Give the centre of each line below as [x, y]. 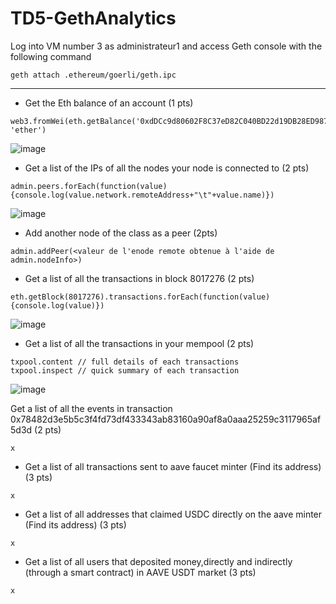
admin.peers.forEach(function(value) [89, 186]
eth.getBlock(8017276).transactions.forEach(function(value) [140, 297]
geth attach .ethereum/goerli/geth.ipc [93, 75]
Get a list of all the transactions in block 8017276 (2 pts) [139, 278]
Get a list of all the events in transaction [91, 408]
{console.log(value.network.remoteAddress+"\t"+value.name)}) [142, 195]
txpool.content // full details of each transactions [125, 362]
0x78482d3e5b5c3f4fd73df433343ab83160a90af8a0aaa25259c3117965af [166, 419]
